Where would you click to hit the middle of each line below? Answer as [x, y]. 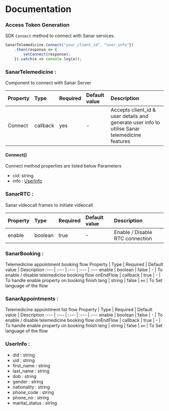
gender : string [28, 381]
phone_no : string [31, 397]
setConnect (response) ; [47, 54]
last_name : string [31, 371]
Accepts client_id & [133, 110]
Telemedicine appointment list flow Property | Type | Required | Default [79, 310]
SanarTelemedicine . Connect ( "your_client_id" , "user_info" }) [70, 45]
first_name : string [31, 365]
